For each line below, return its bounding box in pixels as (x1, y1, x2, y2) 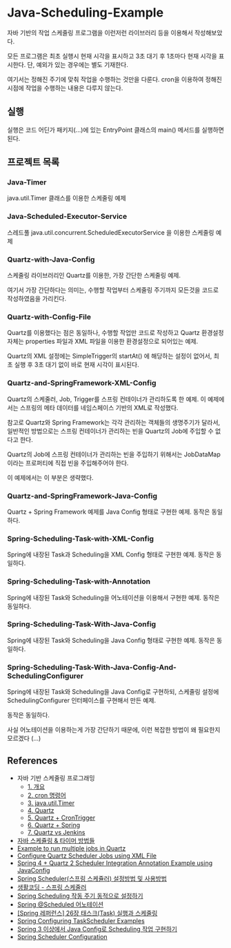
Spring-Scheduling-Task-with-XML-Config (7, 534, 154, 543)
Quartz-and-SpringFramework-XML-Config (7, 378, 157, 388)
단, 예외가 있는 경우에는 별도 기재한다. (27, 60, 129, 68)
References (7, 755, 58, 766)
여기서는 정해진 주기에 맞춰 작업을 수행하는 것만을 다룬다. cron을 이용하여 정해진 (7, 75, 223, 84)
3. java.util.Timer (27, 799, 74, 807)
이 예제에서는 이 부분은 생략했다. (7, 473, 94, 481)
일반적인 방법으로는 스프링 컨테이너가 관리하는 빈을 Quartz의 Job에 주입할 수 (7, 427, 214, 435)
